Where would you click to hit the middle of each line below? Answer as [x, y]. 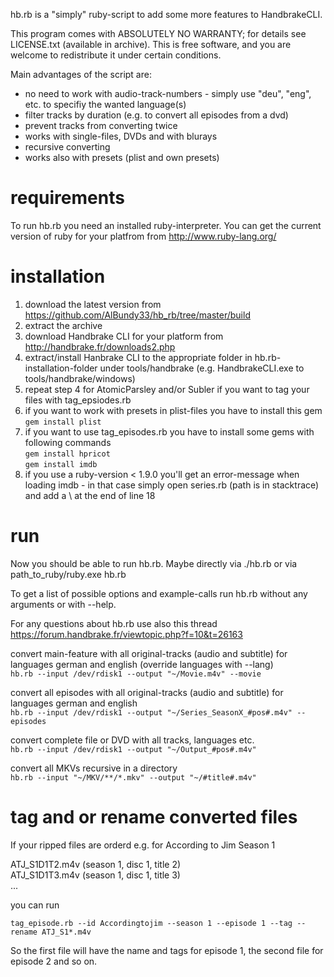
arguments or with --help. [63, 604]
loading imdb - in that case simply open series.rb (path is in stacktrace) [172, 485]
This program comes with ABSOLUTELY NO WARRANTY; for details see [158, 33]
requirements [67, 198]
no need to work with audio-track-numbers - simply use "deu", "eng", [168, 93]
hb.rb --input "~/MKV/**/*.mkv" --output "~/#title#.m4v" [133, 777]
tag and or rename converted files [154, 817]
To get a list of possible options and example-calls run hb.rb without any [159, 593]
